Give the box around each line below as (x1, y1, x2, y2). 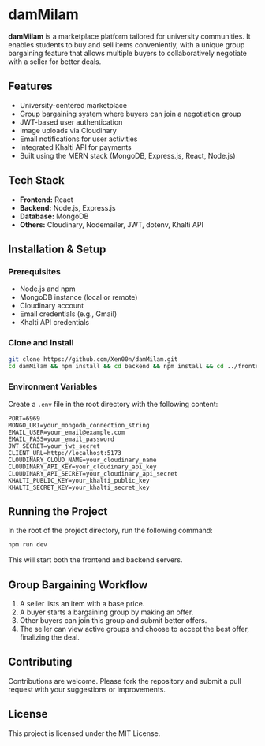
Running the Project (8, 505, 108, 518)
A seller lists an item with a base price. (19, 599, 145, 609)
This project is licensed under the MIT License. (8, 728, 161, 738)
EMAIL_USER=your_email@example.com (8, 428, 125, 436)
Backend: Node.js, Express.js (19, 203, 116, 212)
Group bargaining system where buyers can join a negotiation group (19, 109, 242, 118)
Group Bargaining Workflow (8, 578, 148, 591)
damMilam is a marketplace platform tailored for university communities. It (8, 32, 251, 41)
